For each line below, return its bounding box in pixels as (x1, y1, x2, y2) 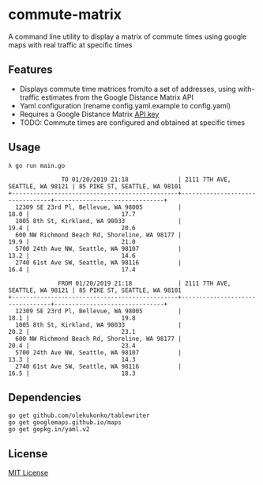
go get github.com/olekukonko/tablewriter (8, 411, 150, 420)
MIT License (8, 468, 49, 478)
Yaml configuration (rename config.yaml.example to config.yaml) (19, 100, 231, 110)
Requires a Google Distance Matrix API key (19, 109, 160, 119)
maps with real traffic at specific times (8, 40, 133, 49)
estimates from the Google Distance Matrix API (40, 93, 193, 102)
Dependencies (8, 390, 81, 404)
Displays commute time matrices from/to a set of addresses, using (19, 84, 237, 93)
